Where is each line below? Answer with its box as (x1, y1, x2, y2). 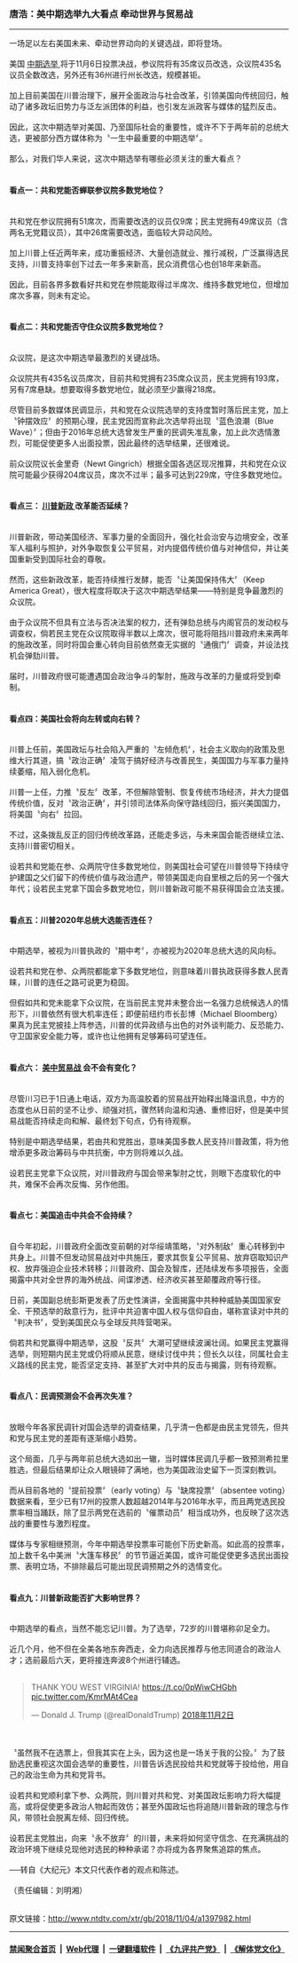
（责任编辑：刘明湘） (9, 1885, 87, 1896)
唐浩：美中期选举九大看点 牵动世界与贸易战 (9, 7, 193, 20)
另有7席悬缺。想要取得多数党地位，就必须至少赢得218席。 (9, 383, 221, 394)
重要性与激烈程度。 (24, 1518, 95, 1528)
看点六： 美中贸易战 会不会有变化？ (9, 1062, 137, 1073)
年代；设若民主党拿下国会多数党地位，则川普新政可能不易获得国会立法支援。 (9, 883, 289, 894)
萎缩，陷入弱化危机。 (16, 766, 95, 777)
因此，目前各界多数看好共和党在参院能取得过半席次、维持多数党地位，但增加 (9, 279, 289, 289)
